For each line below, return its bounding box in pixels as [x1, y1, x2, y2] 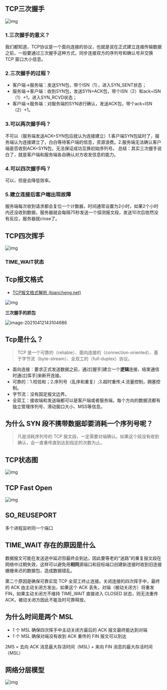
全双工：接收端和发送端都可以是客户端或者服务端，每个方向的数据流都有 [12, 397, 161, 403]
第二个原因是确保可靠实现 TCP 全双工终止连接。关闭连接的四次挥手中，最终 [5, 578, 160, 584]
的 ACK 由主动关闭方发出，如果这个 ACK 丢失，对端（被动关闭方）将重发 [5, 584, 155, 590]
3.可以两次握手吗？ [5, 121, 51, 128]
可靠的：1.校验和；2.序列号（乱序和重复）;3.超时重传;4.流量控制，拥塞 [12, 378, 157, 384]
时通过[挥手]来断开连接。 [12, 372, 64, 378]
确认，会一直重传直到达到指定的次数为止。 [17, 439, 105, 446]
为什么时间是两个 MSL [5, 613, 74, 621]
